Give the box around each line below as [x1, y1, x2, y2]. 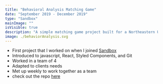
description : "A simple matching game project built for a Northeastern [5, 30, 155, 34]
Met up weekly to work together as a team [12, 68, 97, 74]
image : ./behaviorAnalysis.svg [5, 34, 68, 39]
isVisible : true [5, 25, 38, 30]
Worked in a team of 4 [12, 58, 57, 64]
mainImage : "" [5, 20, 34, 26]
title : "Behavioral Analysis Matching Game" [5, 7, 97, 12]
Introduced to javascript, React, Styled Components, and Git [12, 52, 132, 58]
